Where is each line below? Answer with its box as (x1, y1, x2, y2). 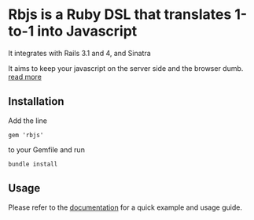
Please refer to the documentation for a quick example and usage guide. (8, 203, 242, 212)
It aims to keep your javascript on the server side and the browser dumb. (8, 63, 244, 73)
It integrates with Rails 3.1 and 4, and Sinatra (8, 48, 151, 58)
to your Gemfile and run (8, 144, 85, 155)
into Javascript (36, 22, 138, 40)
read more (8, 72, 42, 81)
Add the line (8, 116, 47, 125)
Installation (8, 95, 64, 108)
